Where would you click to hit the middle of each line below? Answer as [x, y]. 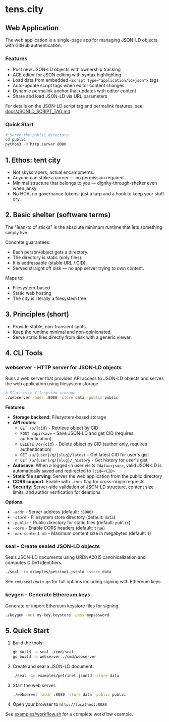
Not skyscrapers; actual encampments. [53, 172]
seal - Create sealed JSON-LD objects [52, 546]
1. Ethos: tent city [33, 160]
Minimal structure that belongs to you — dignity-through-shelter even [85, 183]
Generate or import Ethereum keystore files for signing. [63, 606]
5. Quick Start [27, 630]
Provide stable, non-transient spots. [50, 326]
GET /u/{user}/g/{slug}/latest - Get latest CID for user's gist [84, 455]
